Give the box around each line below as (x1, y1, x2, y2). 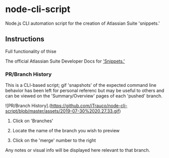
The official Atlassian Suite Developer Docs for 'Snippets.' (5, 58, 125, 64)
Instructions (5, 35, 44, 43)
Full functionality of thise (5, 48, 57, 54)
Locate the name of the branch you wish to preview (12, 128, 120, 134)
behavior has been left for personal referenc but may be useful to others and (5, 87, 164, 94)
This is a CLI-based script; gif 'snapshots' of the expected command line (5, 82, 157, 88)
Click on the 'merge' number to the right (12, 137, 96, 143)
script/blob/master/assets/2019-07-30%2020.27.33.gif (5, 108, 120, 114)
